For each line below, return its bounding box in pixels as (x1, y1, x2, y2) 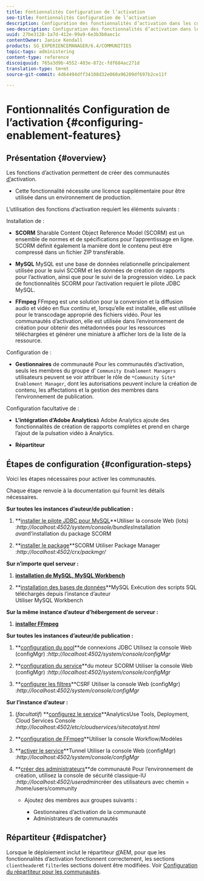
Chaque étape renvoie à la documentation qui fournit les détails (6, 487, 165, 494)
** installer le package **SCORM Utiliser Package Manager (15, 542, 161, 549)
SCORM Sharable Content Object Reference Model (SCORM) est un (15, 229, 185, 236)
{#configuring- (66, 116, 144, 130)
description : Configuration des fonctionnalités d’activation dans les (6, 20, 191, 26)
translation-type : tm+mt (6, 65, 69, 72)
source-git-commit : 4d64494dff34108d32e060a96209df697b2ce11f (6, 71, 167, 77)
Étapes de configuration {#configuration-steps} (6, 459, 192, 469)
